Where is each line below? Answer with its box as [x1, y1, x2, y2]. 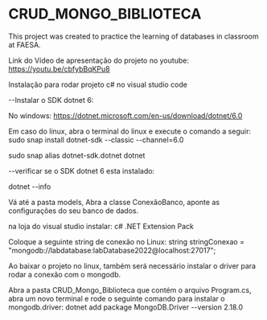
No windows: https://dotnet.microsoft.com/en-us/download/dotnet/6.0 [8, 110, 243, 121]
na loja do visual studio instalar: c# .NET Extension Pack [8, 221, 195, 231]
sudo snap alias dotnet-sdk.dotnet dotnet [8, 150, 146, 160]
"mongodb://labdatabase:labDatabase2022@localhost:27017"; [8, 245, 216, 255]
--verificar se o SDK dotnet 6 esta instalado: [8, 166, 155, 175]
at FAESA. [8, 39, 42, 49]
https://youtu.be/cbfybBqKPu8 [8, 64, 110, 73]
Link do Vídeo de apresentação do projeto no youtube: [8, 55, 189, 65]
